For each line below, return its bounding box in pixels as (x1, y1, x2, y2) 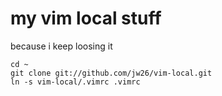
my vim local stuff (10, 7, 162, 30)
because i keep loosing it (10, 40, 113, 52)
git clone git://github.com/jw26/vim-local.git (10, 68, 213, 78)
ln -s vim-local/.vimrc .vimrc (10, 77, 141, 87)
